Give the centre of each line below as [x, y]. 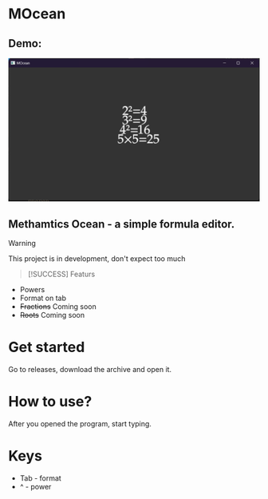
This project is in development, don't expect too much [97, 259]
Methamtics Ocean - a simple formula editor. [122, 224]
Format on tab [43, 298]
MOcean [37, 14]
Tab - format [40, 478]
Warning [22, 244]
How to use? [50, 402]
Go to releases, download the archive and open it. [90, 370]
